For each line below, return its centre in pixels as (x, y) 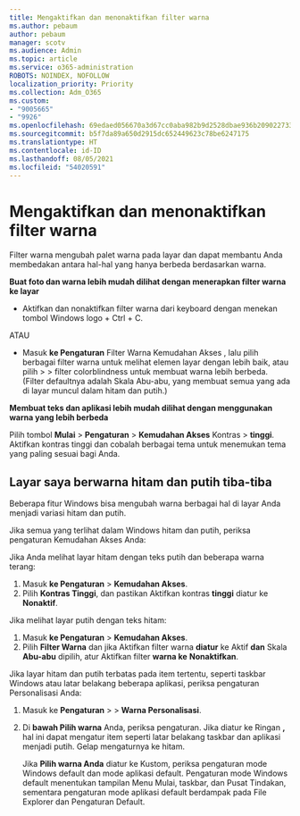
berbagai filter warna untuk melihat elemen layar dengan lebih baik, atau (155, 362)
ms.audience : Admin (46, 51)
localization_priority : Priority (71, 84)
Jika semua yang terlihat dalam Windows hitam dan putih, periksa (130, 530)
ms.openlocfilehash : (48, 126)
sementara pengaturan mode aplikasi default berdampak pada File (144, 793)
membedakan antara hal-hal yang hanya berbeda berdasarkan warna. (138, 265)
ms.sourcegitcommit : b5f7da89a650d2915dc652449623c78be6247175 (129, 134)
